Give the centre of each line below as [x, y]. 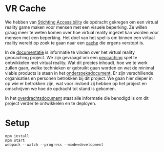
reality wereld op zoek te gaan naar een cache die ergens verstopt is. [75, 43]
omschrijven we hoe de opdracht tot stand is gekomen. [61, 88]
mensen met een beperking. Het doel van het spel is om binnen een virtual [80, 38]
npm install [17, 136]
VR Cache [26, 9]
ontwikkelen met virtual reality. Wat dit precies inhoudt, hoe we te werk [76, 63]
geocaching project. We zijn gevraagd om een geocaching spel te [71, 57]
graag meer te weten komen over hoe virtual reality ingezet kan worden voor [82, 32]
